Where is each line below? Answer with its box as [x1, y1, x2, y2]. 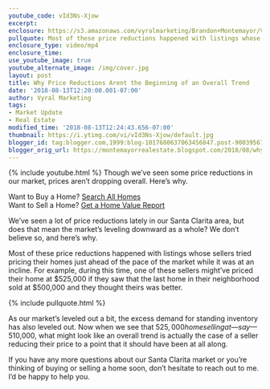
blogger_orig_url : [8, 146, 70, 154]
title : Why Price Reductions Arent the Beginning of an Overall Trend [8, 79, 250, 87]
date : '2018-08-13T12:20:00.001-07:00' [8, 86, 142, 95]
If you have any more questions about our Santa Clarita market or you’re [8, 355, 247, 365]
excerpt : [8, 19, 38, 27]
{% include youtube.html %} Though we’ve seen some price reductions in [8, 168, 253, 177]
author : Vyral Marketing [8, 94, 92, 102]
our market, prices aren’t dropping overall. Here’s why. [8, 176, 189, 186]
